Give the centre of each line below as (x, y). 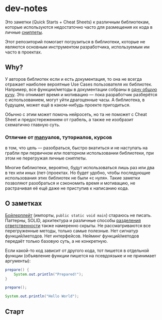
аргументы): (18, 261)
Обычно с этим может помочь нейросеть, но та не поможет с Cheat (76, 114)
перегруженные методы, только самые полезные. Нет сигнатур (72, 231)
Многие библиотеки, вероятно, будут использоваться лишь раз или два (80, 168)
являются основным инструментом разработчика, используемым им (77, 47)
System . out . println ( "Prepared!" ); (49, 274)
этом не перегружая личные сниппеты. (46, 158)
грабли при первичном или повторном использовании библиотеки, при (80, 153)
